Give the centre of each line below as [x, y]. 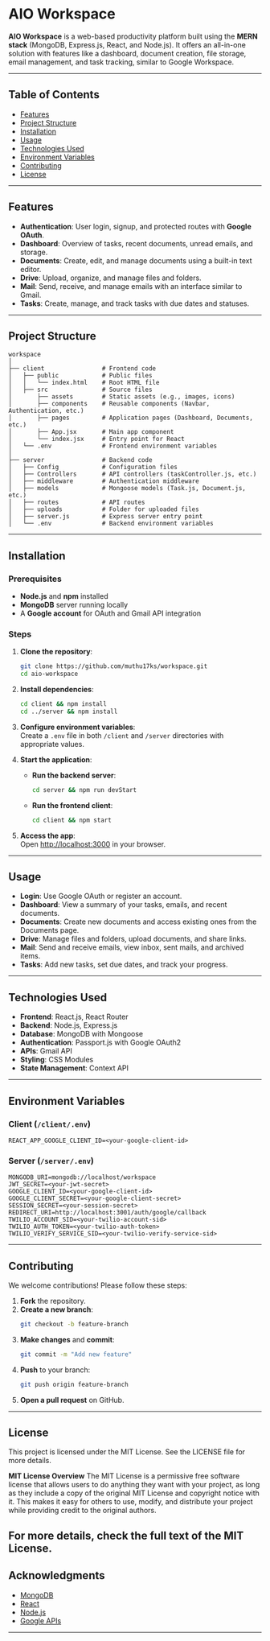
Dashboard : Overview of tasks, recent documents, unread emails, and [136, 243]
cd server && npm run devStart [84, 790]
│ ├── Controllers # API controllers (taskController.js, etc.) [133, 474]
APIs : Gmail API [46, 1051]
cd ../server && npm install [69, 711]
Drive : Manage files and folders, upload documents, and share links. [133, 939]
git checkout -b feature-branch [74, 1325]
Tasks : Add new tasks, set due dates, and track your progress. [124, 965]
